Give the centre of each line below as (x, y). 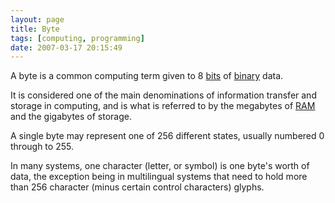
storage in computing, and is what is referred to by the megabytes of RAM (163, 106)
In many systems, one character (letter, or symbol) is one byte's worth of (160, 166)
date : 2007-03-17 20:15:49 (66, 47)
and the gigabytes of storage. (71, 117)
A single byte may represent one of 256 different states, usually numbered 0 (167, 136)
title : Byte (35, 29)
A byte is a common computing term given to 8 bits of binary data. (147, 76)
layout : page (37, 19)
